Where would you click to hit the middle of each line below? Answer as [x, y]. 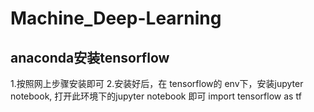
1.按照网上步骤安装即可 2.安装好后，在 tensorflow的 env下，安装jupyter [157, 83]
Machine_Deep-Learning [116, 18]
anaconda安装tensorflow [90, 57]
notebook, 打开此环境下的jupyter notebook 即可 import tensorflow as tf [156, 96]
